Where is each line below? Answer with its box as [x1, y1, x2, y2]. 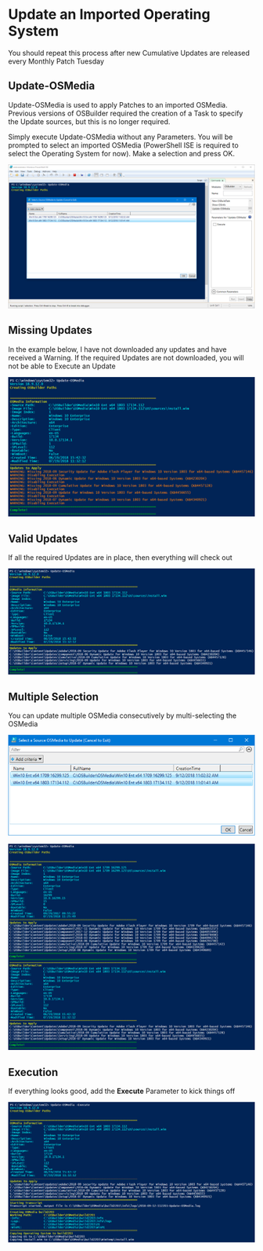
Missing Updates [8, 324, 92, 337]
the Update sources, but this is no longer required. [8, 116, 171, 126]
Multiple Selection [8, 690, 99, 704]
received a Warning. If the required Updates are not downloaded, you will [8, 353, 244, 362]
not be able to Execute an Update [8, 361, 116, 371]
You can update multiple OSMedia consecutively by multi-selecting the [8, 711, 237, 720]
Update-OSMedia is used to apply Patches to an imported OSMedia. [8, 100, 229, 109]
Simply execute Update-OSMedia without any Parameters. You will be [8, 132, 233, 141]
